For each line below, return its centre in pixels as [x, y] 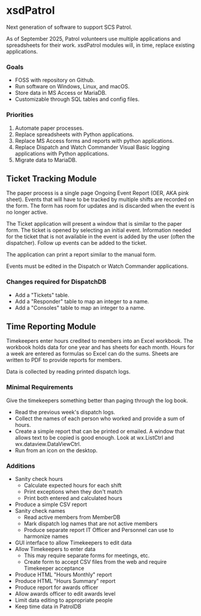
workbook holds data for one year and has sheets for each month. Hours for [100, 347]
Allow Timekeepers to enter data [55, 549]
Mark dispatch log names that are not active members [91, 524]
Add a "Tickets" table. [42, 295]
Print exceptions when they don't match [73, 492]
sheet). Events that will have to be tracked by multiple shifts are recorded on [100, 199]
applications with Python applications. [62, 153]
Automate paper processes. [49, 128]
